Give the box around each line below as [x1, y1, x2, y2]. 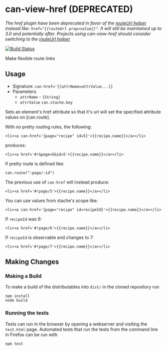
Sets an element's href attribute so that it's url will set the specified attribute [5, 108, 161, 114]
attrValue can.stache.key [19, 100, 73, 105]
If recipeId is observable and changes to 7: [5, 234, 94, 240]
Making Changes [5, 257, 59, 266]
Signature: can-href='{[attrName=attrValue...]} [12, 83, 113, 89]
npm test [5, 341, 23, 346]
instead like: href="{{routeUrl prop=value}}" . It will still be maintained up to [5, 25, 162, 31]
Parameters [12, 88, 36, 94]
